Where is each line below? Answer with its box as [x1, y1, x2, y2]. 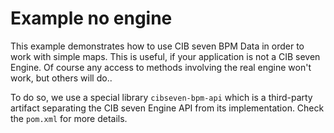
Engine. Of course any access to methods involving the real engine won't [10, 61, 312, 73]
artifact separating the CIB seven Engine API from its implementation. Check [10, 102, 325, 114]
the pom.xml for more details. [10, 112, 128, 124]
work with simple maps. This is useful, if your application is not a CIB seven [10, 50, 321, 62]
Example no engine [10, 7, 173, 30]
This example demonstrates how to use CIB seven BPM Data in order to [10, 40, 305, 52]
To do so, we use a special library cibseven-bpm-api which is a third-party [10, 91, 313, 103]
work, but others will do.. [10, 72, 113, 84]
